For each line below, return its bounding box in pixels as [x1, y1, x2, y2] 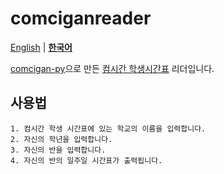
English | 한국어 [10, 41, 73, 53]
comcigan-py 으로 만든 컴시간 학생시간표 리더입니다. [10, 62, 215, 74]
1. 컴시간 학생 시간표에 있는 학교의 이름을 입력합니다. [10, 123, 207, 134]
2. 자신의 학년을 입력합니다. [10, 134, 113, 144]
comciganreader [10, 7, 152, 30]
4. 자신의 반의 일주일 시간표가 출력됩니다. [10, 155, 163, 166]
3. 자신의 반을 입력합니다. [10, 145, 107, 155]
